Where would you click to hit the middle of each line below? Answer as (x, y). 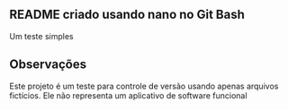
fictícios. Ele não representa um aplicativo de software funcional (128, 95)
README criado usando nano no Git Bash (127, 15)
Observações (48, 65)
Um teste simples (41, 36)
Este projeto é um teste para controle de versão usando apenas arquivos (144, 86)
